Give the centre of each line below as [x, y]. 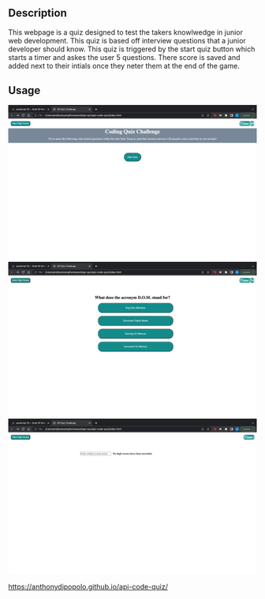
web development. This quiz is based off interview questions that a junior [127, 40]
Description [37, 13]
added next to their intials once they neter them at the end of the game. [124, 66]
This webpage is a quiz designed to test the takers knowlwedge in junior [125, 32]
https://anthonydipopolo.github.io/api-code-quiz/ [88, 587]
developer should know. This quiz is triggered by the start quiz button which [132, 49]
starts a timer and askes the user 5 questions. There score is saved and [124, 57]
